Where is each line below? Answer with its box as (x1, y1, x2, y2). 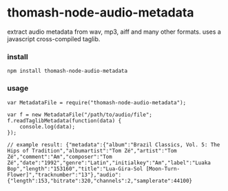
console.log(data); (19, 123, 76, 130)
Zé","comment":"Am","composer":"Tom (7, 153, 112, 160)
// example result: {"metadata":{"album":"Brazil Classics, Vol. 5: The (7, 141, 220, 148)
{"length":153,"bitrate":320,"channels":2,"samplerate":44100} (7, 177, 193, 184)
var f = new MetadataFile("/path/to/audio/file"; (7, 111, 153, 118)
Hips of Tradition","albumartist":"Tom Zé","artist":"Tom (7, 147, 177, 154)
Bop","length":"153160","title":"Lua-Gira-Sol (7, 165, 143, 172)
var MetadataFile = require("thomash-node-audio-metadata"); (7, 99, 187, 106)
